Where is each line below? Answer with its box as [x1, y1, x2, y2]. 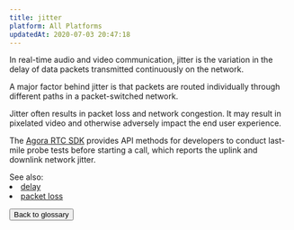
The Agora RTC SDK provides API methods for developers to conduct [9, 136, 267, 146]
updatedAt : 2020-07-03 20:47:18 [9, 30, 130, 39]
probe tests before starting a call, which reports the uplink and [26, 145, 258, 155]
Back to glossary [13, 210, 69, 220]
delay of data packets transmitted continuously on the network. [9, 64, 245, 75]
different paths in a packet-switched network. [9, 91, 179, 102]
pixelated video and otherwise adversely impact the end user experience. [9, 118, 281, 128]
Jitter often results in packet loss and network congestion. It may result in [9, 109, 281, 119]
